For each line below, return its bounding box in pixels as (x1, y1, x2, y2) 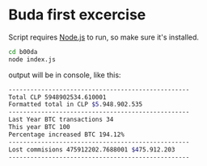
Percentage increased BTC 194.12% (8, 131, 125, 139)
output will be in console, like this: (8, 70, 121, 80)
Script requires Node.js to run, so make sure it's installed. (8, 32, 200, 42)
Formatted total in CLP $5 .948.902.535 (8, 101, 143, 109)
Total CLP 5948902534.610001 (8, 93, 107, 102)
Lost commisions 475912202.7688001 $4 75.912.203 (8, 145, 175, 154)
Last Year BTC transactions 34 (8, 115, 114, 124)
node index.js (8, 55, 57, 64)
